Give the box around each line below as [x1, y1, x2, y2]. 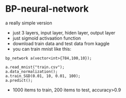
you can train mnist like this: [12, 46, 72, 52]
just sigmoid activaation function [12, 35, 81, 41]
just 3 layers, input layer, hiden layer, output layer [12, 29, 116, 36]
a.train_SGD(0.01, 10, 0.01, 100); [5, 73, 81, 79]
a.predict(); [5, 78, 33, 83]
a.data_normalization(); [5, 69, 58, 74]
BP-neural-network [5, 3, 89, 15]
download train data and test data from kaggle [12, 40, 110, 46]
